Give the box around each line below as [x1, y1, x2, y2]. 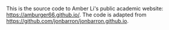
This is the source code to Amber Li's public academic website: [6, 5, 164, 12]
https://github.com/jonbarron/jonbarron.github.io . [6, 18, 129, 24]
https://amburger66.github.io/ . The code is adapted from [6, 11, 147, 18]
